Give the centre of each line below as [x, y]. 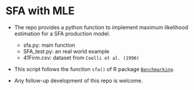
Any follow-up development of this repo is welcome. [78, 81]
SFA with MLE [40, 11]
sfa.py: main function [49, 45]
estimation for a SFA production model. [62, 33]
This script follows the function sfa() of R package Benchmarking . [94, 69]
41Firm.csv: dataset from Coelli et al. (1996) [81, 57]
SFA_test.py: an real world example [66, 51]
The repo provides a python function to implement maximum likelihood [101, 27]
